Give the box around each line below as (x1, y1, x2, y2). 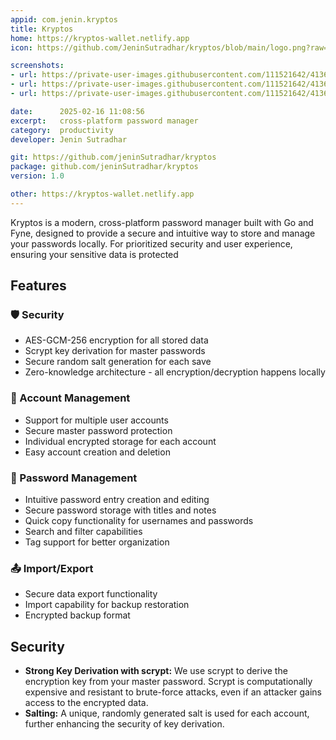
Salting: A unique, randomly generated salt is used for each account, (24, 707, 310, 720)
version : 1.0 (10, 171, 65, 181)
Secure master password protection (24, 424, 173, 436)
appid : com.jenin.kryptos (10, 14, 118, 25)
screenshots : (10, 61, 65, 71)
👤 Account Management (10, 391, 131, 405)
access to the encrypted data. (24, 697, 149, 709)
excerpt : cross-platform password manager (10, 116, 199, 126)
